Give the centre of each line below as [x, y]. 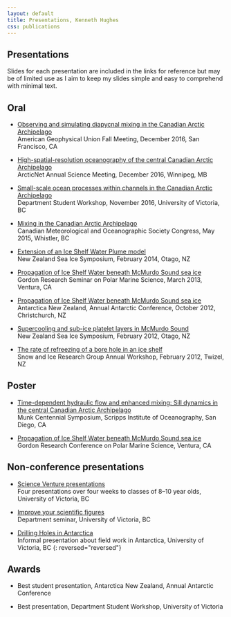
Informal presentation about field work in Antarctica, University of [110, 540]
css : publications [34, 26]
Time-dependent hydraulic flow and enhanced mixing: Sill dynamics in [117, 402]
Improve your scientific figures [61, 512]
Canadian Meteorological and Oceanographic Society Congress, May [116, 231]
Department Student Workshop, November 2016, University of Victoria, [118, 203]
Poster [22, 386]
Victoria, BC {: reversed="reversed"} [70, 547]
